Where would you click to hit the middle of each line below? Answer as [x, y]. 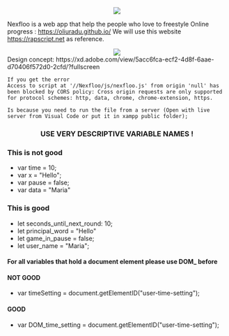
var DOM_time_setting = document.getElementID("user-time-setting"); [118, 325]
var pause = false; [43, 183]
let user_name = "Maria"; [53, 246]
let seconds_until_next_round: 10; [65, 224]
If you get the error [39, 80]
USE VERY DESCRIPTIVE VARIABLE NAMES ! [117, 133]
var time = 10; [37, 168]
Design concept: [31, 59]
